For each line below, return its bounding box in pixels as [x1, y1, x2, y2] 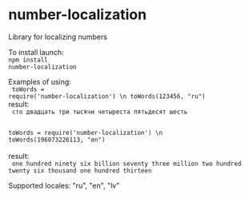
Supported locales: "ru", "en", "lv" [8, 180, 120, 190]
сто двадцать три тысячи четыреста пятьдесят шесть [11, 108, 188, 116]
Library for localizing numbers [8, 32, 108, 42]
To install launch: [8, 47, 64, 57]
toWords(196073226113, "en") [8, 136, 106, 144]
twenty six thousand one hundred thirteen [8, 166, 152, 175]
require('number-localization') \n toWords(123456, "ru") [8, 92, 206, 101]
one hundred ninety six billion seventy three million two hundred [11, 160, 242, 168]
